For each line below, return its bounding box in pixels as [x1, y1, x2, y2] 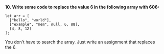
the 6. [5, 44, 17, 50]
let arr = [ [5, 14, 29, 18]
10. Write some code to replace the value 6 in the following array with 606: [5, 4, 159, 10]
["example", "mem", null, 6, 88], [9, 22, 80, 27]
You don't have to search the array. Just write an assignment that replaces [5, 39, 155, 45]
